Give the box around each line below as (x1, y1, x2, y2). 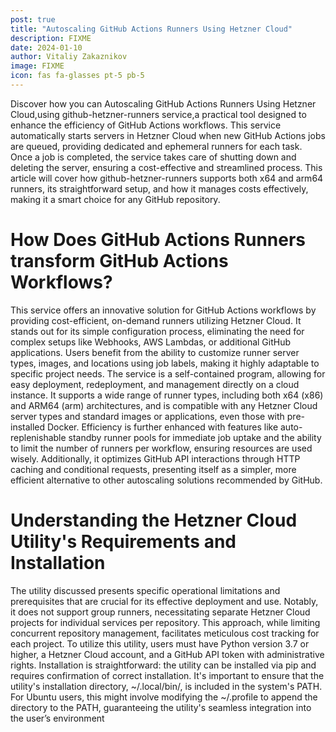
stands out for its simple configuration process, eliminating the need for (10, 325, 305, 337)
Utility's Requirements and (10, 531, 237, 553)
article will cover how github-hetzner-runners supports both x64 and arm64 (10, 172, 324, 184)
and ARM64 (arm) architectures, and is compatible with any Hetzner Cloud (10, 399, 318, 411)
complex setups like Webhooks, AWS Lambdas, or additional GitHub (10, 336, 292, 348)
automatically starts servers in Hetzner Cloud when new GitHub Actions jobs (10, 129, 326, 141)
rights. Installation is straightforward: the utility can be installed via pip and (10, 659, 317, 671)
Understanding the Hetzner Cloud (10, 509, 298, 531)
